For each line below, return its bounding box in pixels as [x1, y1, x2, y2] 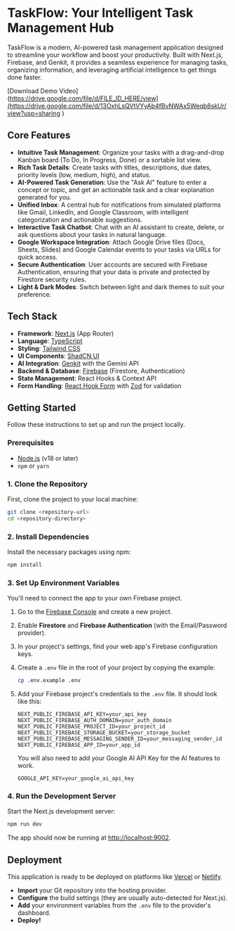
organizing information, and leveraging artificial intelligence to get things [7, 65, 217, 74]
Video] [59, 86, 79, 95]
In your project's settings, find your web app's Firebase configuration [17, 642, 218, 651]
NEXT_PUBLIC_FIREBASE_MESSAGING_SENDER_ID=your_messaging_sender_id [17, 736, 222, 743]
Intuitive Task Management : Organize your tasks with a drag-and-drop [17, 148, 224, 156]
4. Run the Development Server [7, 791, 116, 801]
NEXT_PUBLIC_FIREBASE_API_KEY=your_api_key [17, 711, 147, 718]
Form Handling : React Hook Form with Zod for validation [17, 381, 182, 390]
